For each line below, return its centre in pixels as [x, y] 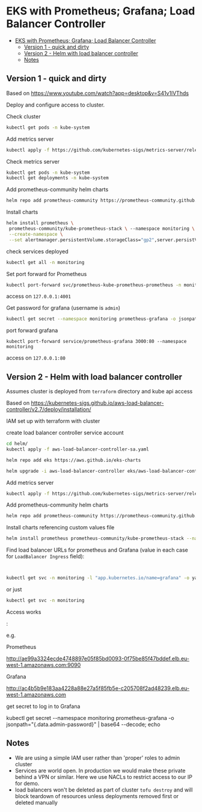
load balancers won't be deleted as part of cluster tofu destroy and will [104, 790]
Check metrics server [33, 161]
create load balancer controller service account [65, 433]
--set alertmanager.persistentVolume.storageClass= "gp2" [81, 240]
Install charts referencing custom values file [60, 527]
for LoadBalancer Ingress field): [45, 556]
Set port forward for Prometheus [47, 274]
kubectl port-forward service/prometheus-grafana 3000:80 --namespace [96, 342]
